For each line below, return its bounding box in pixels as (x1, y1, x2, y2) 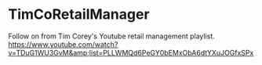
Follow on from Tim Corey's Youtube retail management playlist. (8, 31, 216, 41)
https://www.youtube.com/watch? (8, 39, 118, 49)
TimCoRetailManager (8, 5, 151, 23)
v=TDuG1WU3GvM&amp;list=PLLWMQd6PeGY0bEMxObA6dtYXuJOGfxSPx (8, 48, 254, 57)
